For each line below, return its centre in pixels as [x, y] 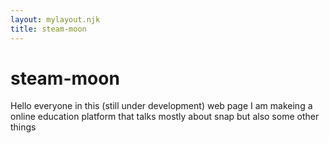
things [23, 127]
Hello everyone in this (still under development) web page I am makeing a [161, 106]
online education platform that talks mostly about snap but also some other [165, 117]
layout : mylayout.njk [55, 19]
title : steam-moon [48, 29]
